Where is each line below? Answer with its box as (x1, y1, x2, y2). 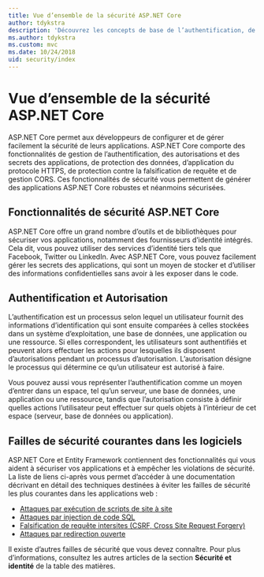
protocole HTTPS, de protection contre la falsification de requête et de (8, 166, 237, 175)
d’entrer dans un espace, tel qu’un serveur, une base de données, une (8, 386, 236, 395)
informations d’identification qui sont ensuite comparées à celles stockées (8, 320, 250, 330)
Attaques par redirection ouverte (19, 530, 126, 539)
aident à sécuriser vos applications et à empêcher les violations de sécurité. (8, 463, 255, 474)
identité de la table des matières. (8, 561, 116, 571)
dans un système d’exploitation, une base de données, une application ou (8, 329, 247, 339)
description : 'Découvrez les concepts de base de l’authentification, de (8, 26, 256, 34)
